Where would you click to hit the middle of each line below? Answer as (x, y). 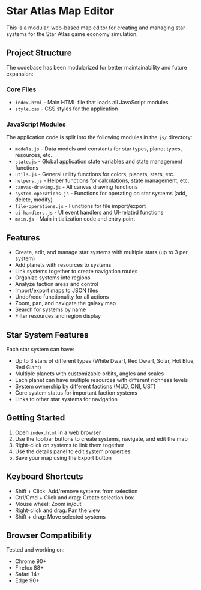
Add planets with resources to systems (63, 265)
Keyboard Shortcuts (45, 477)
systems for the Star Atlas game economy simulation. (72, 34)
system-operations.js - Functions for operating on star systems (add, (101, 194)
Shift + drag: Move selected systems (60, 516)
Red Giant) (28, 367)
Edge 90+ (27, 580)
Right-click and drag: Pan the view (57, 510)
